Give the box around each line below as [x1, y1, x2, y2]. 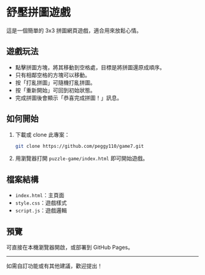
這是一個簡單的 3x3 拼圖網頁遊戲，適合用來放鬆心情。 [6, 27, 142, 34]
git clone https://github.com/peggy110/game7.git [15, 143, 145, 149]
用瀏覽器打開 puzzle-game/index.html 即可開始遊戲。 [15, 155, 148, 162]
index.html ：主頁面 [15, 192, 65, 199]
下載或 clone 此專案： [15, 131, 70, 138]
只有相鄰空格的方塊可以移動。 [15, 71, 90, 78]
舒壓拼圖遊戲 [6, 5, 71, 19]
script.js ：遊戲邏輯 [15, 207, 67, 214]
